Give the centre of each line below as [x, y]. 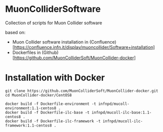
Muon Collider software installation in [50, 42]
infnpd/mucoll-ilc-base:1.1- [122, 112]
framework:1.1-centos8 [28, 125]
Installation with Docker [55, 78]
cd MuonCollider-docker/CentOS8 [38, 95]
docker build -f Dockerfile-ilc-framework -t [53, 121]
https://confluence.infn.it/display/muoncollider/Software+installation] [84, 47]
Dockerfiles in [27, 52]
